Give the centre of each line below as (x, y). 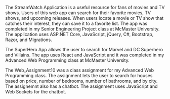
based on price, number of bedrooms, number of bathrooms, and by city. (81, 81)
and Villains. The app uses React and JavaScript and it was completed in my (85, 55)
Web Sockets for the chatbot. (36, 92)
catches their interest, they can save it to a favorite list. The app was (76, 23)
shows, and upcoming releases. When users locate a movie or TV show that (84, 18)
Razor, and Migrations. (29, 40)
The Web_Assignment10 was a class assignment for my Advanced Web (80, 70)
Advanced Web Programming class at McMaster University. (68, 60)
